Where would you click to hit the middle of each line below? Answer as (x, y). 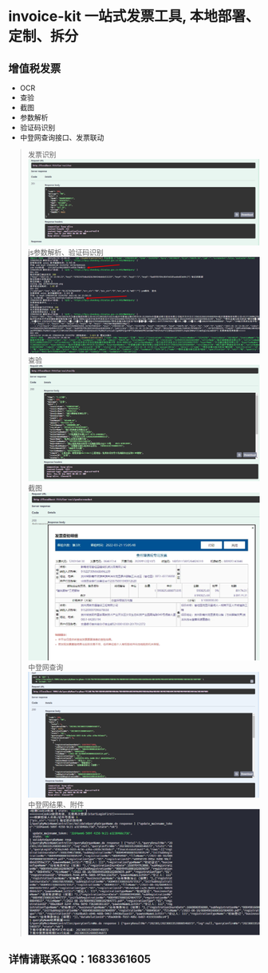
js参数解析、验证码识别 (65, 252)
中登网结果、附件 (56, 804)
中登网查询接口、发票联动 (62, 137)
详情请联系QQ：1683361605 (80, 959)
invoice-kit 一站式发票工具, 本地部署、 (134, 16)
